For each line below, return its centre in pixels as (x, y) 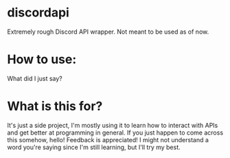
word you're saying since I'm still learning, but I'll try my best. (94, 147)
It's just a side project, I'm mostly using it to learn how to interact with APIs (113, 125)
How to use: (42, 59)
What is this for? (55, 106)
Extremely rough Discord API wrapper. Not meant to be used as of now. (108, 32)
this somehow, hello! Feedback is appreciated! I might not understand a (108, 139)
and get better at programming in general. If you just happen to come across (115, 133)
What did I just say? (35, 78)
